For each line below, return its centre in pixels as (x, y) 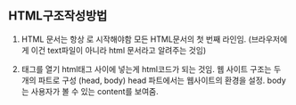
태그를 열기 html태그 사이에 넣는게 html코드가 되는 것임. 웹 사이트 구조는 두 (151, 69)
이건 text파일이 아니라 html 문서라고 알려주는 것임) (119, 50)
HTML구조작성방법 (58, 16)
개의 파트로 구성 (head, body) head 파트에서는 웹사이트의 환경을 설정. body (153, 80)
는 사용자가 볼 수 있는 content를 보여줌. (90, 91)
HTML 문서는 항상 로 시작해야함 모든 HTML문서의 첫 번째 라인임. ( (136, 39)
